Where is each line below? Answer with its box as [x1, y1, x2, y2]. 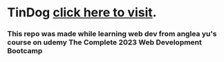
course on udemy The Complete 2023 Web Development [7, 37, 203, 47]
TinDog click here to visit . [7, 5, 157, 20]
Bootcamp [7, 46, 43, 56]
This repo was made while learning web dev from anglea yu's [7, 29, 217, 39]
